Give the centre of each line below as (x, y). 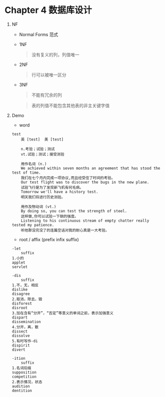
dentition (22, 391)
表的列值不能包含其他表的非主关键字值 (70, 105)
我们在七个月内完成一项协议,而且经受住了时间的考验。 (68, 178)
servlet (20, 267)
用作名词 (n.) (34, 164)
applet (19, 263)
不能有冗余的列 (47, 95)
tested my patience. (33, 225)
